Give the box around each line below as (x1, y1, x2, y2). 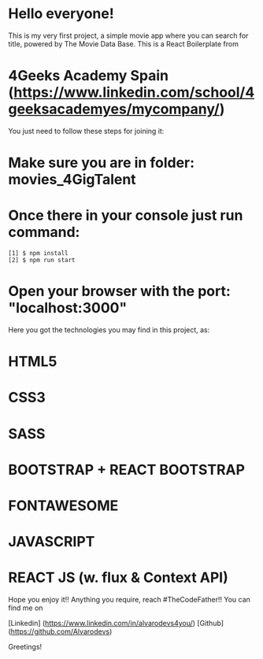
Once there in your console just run (8, 206, 243, 224)
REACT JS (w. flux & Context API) (8, 568, 228, 587)
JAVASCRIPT (8, 533, 95, 551)
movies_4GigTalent (8, 171, 136, 189)
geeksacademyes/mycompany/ (8, 100, 220, 118)
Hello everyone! (8, 5, 114, 23)
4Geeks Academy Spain (8, 67, 169, 85)
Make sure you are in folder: (8, 154, 195, 172)
